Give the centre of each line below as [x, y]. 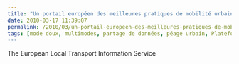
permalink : [23, 27]
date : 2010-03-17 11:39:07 [47, 20]
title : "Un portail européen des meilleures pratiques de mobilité [110, 14]
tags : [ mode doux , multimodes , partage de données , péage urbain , [108, 33]
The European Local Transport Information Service [82, 53]
